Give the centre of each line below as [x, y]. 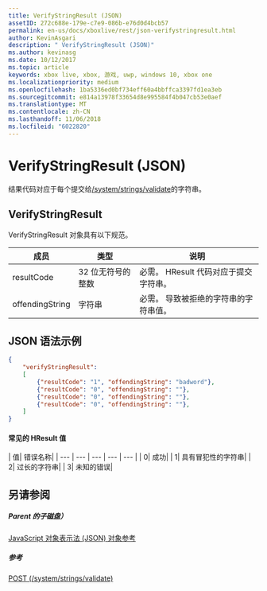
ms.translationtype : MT [48, 104]
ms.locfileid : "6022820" [49, 126]
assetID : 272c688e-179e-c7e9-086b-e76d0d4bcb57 [89, 23]
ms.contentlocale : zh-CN [49, 112]
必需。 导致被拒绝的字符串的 [192, 298]
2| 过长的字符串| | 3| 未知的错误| [61, 467]
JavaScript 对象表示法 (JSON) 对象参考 [72, 538]
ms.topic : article [39, 68]
